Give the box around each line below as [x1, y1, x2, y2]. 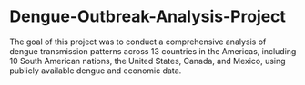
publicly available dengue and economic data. [9, 65, 182, 76]
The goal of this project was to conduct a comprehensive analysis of [9, 36, 267, 47]
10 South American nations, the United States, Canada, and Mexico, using [9, 55, 286, 66]
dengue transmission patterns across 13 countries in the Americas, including [9, 45, 297, 56]
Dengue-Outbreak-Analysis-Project [9, 6, 287, 27]
